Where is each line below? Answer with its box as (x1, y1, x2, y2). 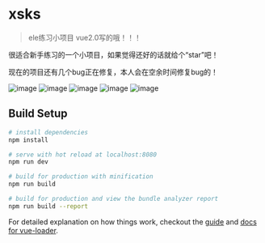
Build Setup (8, 107, 68, 121)
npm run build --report (8, 202, 89, 211)
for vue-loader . (8, 225, 59, 235)
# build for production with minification (8, 173, 154, 181)
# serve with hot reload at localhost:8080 (8, 151, 158, 159)
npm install (8, 135, 48, 144)
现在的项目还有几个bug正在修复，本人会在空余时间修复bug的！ (8, 66, 218, 77)
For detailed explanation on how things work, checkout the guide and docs (8, 216, 257, 227)
